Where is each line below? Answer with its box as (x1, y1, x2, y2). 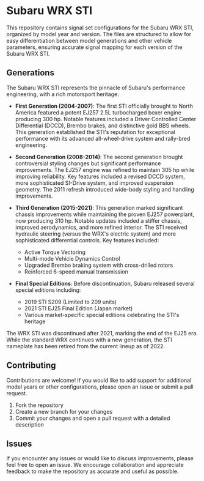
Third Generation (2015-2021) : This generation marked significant (15, 204, 183, 211)
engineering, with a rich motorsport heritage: (6, 90, 119, 98)
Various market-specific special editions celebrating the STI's (24, 311, 180, 318)
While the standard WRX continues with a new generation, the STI (6, 336, 172, 343)
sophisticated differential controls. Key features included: (15, 236, 159, 244)
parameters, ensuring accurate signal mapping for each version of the (6, 43, 183, 51)
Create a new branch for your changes (15, 408, 113, 415)
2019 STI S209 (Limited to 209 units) (24, 298, 117, 305)
